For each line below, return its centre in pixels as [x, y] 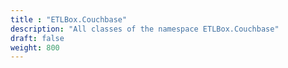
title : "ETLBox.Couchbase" [69, 19]
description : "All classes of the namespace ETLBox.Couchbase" [145, 29]
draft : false [37, 38]
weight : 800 [35, 47]
